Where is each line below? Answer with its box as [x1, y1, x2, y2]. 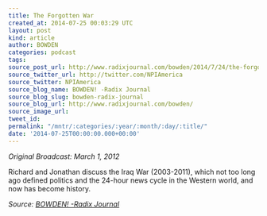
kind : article [8, 33, 56, 42]
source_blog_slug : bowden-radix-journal [8, 93, 145, 101]
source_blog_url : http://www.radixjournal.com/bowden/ [8, 100, 194, 108]
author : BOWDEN [8, 41, 59, 49]
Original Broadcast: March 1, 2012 [8, 152, 120, 161]
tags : [8, 56, 26, 64]
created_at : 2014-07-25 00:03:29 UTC [8, 19, 133, 27]
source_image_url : [8, 108, 69, 116]
